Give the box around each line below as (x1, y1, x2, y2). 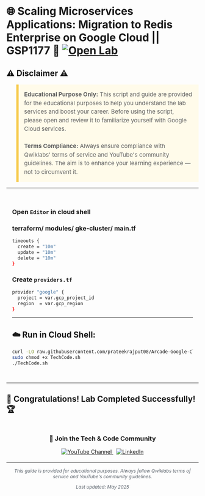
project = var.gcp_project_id (17, 295, 95, 301)
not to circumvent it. (24, 168, 78, 176)
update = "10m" (17, 249, 56, 255)
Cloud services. (24, 125, 67, 133)
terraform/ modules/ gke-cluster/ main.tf (12, 224, 136, 232)
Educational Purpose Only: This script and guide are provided (24, 91, 193, 98)
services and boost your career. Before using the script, (24, 108, 174, 116)
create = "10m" (17, 243, 56, 250)
